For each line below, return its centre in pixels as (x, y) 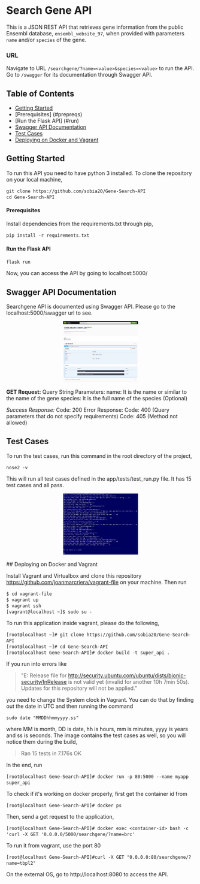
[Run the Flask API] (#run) (47, 121)
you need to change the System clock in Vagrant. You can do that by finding (100, 700)
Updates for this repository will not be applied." (79, 688)
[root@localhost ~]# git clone (45, 635)
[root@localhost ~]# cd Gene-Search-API (57, 647)
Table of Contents (40, 93)
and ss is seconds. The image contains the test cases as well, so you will (96, 735)
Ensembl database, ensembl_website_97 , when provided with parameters (95, 33)
